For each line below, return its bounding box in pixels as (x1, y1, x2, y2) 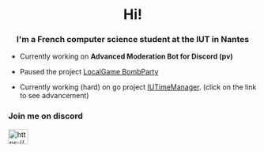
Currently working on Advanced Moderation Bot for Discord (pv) (19, 51, 233, 61)
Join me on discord (8, 111, 83, 122)
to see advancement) (19, 91, 89, 101)
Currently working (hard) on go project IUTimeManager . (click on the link (19, 82, 257, 92)
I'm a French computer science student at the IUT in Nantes (16, 34, 250, 45)
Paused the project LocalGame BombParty (19, 67, 159, 77)
